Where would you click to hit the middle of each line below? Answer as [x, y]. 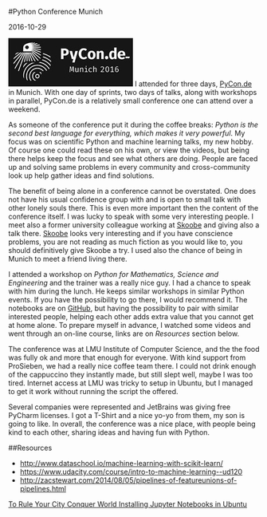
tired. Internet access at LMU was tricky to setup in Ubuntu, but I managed [131, 383]
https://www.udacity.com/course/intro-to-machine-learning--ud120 [131, 472]
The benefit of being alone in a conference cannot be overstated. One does [132, 191]
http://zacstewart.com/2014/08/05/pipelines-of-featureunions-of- [128, 480]
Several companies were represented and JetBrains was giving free [120, 407]
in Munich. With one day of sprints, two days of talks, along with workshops [133, 92]
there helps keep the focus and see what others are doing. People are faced [133, 158]
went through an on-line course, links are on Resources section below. [124, 333]
